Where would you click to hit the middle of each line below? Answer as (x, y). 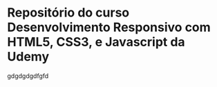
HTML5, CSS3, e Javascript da (96, 42)
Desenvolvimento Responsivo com (109, 27)
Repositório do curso (68, 13)
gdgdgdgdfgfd (28, 76)
